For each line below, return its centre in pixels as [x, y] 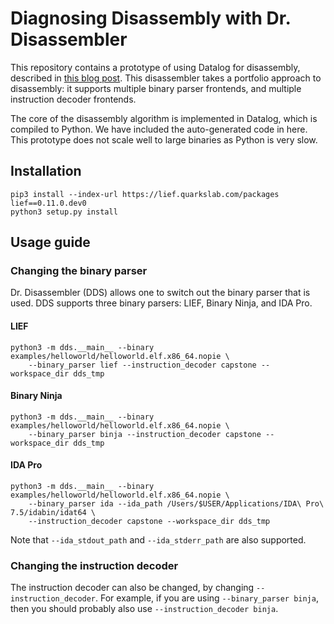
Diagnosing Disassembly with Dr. [150, 18]
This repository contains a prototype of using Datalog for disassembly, [155, 67]
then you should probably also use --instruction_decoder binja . [144, 609]
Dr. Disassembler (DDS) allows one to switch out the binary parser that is [160, 293]
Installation [46, 171]
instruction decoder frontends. [73, 99]
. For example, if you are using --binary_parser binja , [207, 598]
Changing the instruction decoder [94, 565]
